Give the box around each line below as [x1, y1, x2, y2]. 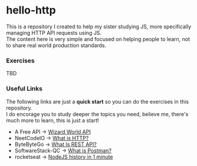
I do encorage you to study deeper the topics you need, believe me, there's [6, 110, 189, 118]
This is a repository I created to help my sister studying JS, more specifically [6, 23, 192, 30]
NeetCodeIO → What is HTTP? [14, 134, 89, 141]
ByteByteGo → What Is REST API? [14, 141, 97, 148]
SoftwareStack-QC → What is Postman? [14, 147, 112, 154]
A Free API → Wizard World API [14, 128, 91, 135]
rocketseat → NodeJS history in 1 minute [14, 153, 113, 160]
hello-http [6, 4, 56, 17]
